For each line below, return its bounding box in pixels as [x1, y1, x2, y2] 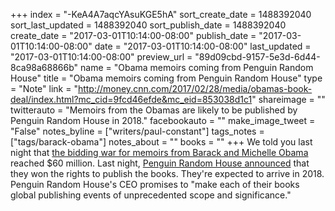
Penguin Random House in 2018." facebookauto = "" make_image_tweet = [10, 115, 316, 126]
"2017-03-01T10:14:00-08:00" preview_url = [10, 51, 193, 63]
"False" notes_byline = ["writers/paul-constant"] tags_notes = [10, 125, 265, 137]
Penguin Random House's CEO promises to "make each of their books [10, 179, 300, 190]
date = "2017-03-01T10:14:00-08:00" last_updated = [94, 40, 312, 52]
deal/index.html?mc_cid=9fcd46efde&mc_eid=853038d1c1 [10, 94, 253, 105]
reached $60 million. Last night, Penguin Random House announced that [10, 157, 310, 169]
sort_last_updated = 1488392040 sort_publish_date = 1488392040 [10, 19, 287, 31]
